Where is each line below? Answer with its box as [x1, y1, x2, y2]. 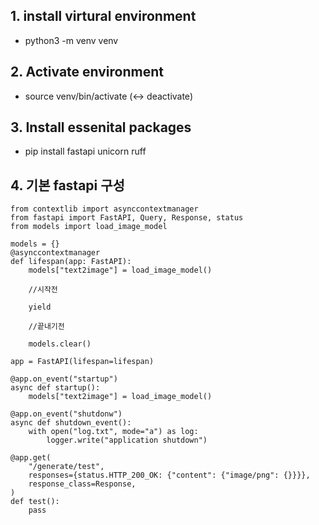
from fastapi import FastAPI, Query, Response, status [10, 213, 244, 223]
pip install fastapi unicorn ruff [24, 145, 147, 158]
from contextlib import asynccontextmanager [10, 204, 199, 214]
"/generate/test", [28, 462, 105, 472]
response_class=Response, [28, 479, 137, 489]
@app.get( [10, 453, 52, 463]
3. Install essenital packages [10, 119, 192, 136]
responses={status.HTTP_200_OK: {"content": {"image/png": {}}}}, [28, 470, 311, 481]
